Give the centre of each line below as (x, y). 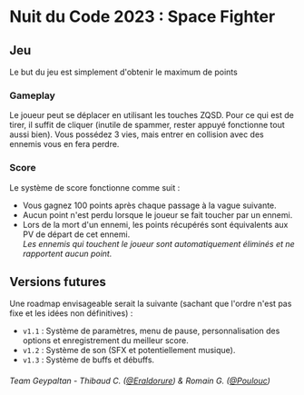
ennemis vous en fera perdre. (64, 144)
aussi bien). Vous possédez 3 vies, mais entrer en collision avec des (137, 134)
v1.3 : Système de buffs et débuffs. (88, 360)
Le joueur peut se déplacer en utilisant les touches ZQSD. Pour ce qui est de (152, 115)
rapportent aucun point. (67, 253)
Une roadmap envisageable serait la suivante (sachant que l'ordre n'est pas (151, 304)
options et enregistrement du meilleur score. (105, 341)
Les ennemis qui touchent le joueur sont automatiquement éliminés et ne (158, 243)
